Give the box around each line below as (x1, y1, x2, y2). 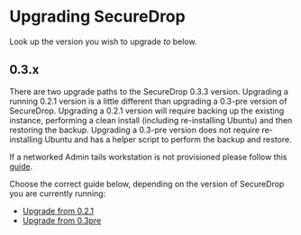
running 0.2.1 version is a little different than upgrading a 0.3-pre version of (9, 95, 287, 106)
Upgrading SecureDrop (9, 6, 187, 27)
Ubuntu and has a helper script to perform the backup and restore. (44, 133, 292, 145)
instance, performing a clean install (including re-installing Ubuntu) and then (9, 114, 293, 125)
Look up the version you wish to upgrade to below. (9, 36, 197, 47)
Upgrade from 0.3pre (22, 214, 102, 226)
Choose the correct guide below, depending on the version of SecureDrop (9, 178, 285, 189)
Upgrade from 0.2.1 (22, 205, 95, 216)
